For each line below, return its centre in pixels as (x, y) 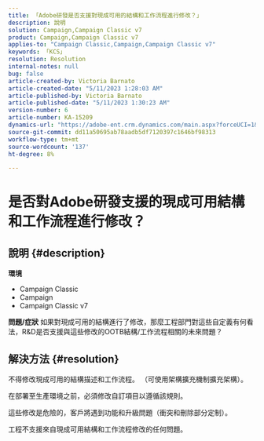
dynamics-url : (31, 125)
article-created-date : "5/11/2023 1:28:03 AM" (86, 88)
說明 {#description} (57, 253)
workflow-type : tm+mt (44, 139)
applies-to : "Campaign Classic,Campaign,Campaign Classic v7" (112, 45)
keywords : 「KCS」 (37, 52)
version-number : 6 (38, 111)
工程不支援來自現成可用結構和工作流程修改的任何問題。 (97, 429)
